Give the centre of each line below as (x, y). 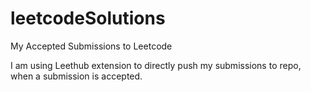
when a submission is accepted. (76, 76)
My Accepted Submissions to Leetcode (91, 46)
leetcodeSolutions (88, 18)
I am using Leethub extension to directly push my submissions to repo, (156, 65)
